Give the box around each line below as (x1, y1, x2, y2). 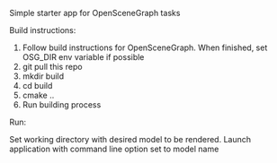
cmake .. (22, 90, 55, 100)
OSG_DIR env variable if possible (22, 52, 145, 62)
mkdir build (22, 71, 65, 81)
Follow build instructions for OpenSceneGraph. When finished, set (22, 42, 268, 53)
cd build (22, 81, 53, 90)
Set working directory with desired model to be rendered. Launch (9, 134, 252, 144)
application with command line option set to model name (9, 143, 219, 154)
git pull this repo (22, 62, 83, 72)
